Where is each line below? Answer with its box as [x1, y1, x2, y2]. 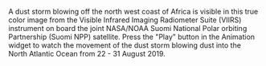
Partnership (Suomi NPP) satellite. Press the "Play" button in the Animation [8, 32, 256, 41]
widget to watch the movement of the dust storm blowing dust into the [8, 41, 241, 50]
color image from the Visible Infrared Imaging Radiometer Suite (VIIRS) [8, 15, 242, 25]
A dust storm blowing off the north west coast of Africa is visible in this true [8, 7, 259, 16]
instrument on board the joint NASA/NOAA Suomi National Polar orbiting [8, 24, 248, 33]
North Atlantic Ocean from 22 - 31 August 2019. [8, 49, 166, 58]
